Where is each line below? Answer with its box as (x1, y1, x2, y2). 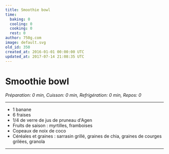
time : (5, 12, 17, 17)
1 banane (12, 106, 32, 113)
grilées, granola (12, 138, 45, 144)
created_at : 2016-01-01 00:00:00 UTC (5, 49, 84, 54)
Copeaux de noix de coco (12, 128, 66, 134)
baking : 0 (10, 17, 30, 22)
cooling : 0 (10, 21, 33, 27)
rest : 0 (10, 31, 26, 36)
